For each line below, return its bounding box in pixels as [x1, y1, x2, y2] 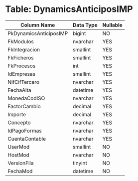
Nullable [102, 21, 123, 28]
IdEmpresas [7, 70, 36, 77]
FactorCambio [7, 103, 41, 110]
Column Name [20, 21, 55, 28]
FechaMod [7, 168, 33, 175]
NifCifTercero [7, 78, 40, 85]
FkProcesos [7, 62, 36, 69]
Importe [7, 111, 26, 118]
